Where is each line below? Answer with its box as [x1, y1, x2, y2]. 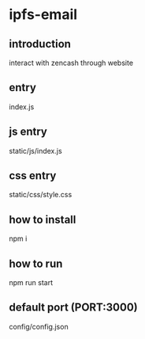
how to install [9, 212, 76, 227]
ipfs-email [9, 6, 78, 24]
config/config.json [9, 322, 69, 331]
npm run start [9, 278, 54, 288]
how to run [9, 257, 63, 270]
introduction [9, 37, 72, 51]
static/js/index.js [9, 146, 62, 155]
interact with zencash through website [9, 58, 133, 67]
